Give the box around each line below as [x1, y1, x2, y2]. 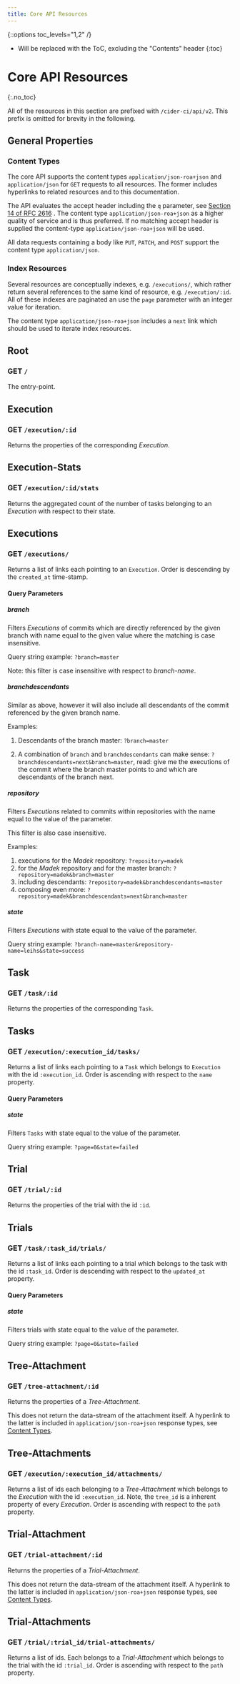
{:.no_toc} [7, 92, 36, 101]
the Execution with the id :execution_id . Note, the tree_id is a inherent [7, 1492, 216, 1501]
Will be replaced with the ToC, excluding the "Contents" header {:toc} [17, 44, 223, 52]
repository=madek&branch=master [17, 871, 114, 878]
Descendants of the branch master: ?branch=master [17, 735, 169, 744]
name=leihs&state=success [7, 947, 84, 954]
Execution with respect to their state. [7, 507, 116, 515]
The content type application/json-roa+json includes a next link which [7, 316, 218, 325]
